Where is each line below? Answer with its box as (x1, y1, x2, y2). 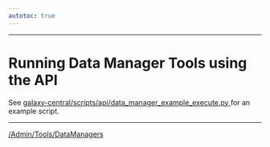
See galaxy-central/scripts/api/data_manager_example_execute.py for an (8, 97, 251, 107)
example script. (8, 106, 60, 116)
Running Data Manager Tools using (8, 54, 247, 72)
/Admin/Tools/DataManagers (8, 129, 104, 139)
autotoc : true (8, 11, 56, 20)
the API (8, 71, 58, 89)
